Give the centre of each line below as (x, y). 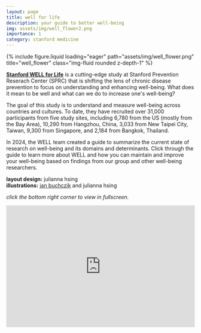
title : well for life (33, 17)
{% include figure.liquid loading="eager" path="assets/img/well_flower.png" (100, 56)
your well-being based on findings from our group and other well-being (94, 161)
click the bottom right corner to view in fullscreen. (68, 197)
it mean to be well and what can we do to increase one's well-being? (91, 94)
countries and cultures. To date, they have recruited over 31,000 (85, 111)
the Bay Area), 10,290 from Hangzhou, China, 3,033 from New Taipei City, (97, 124)
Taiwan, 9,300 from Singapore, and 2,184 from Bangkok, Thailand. (88, 130)
